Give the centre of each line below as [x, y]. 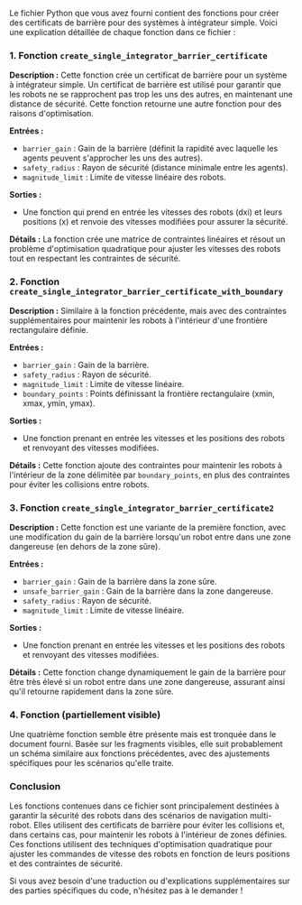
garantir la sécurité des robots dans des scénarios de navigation [128, 816]
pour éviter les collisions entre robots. [80, 484]
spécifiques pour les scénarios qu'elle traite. [92, 763]
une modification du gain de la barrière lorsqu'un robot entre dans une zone [150, 537]
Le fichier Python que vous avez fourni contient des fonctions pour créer [144, 13]
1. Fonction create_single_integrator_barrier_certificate [138, 55]
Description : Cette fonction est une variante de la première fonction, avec [148, 527]
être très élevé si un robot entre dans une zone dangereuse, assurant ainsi [147, 681]
